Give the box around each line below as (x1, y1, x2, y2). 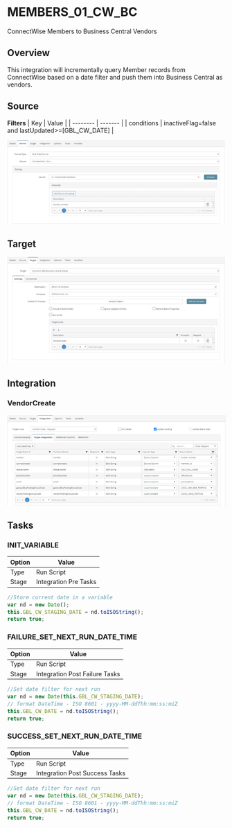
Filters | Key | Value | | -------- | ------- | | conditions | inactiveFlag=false (7, 118, 217, 127)
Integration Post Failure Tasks (35, 669, 121, 678)
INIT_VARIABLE (7, 540, 59, 549)
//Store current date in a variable (7, 594, 113, 601)
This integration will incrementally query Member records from (7, 65, 186, 73)
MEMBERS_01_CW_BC (7, 4, 138, 20)
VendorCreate (7, 398, 56, 408)
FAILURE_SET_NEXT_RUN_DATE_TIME (7, 632, 137, 642)
